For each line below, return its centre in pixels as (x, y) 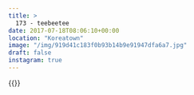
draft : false (30, 53)
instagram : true (35, 61)
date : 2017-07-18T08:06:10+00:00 (64, 30)
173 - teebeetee (42, 23)
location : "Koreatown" (46, 38)
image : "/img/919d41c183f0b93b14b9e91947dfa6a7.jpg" (98, 46)
